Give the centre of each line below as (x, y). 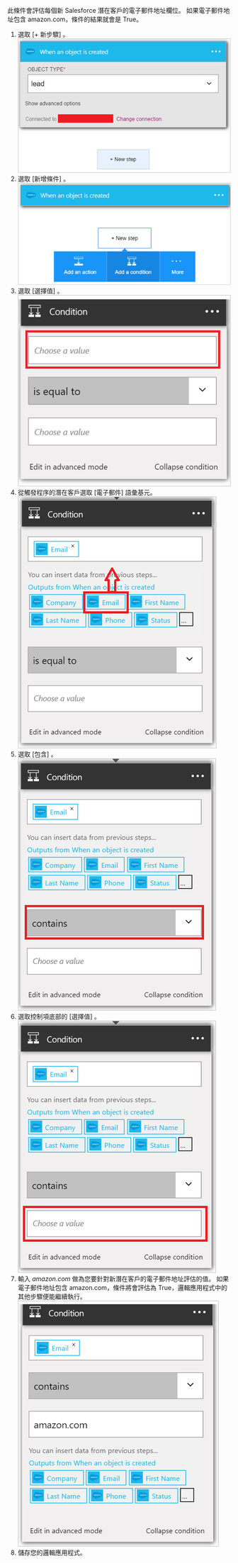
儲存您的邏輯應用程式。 (52, 1553)
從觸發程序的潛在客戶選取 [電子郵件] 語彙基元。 (87, 493)
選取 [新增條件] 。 (43, 179)
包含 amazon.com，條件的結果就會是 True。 (78, 19)
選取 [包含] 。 (37, 754)
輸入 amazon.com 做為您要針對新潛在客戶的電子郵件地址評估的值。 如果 (123, 1279)
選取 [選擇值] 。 (40, 291)
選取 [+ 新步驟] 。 (43, 34)
